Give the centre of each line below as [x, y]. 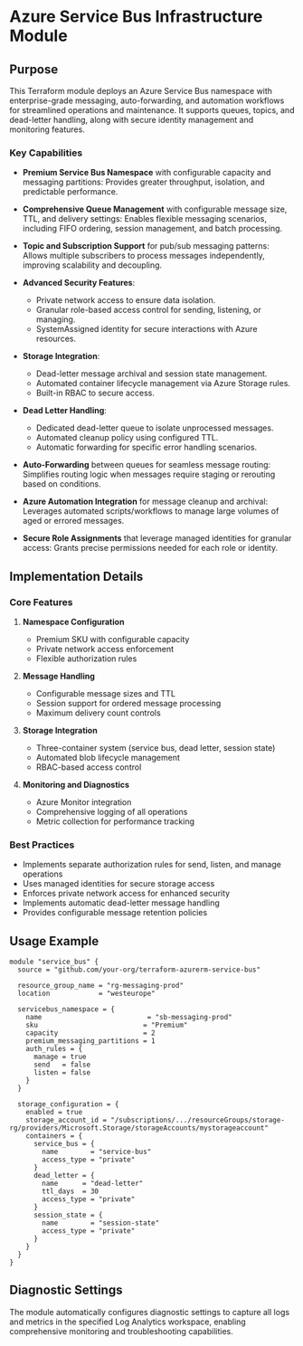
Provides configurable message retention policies [115, 913]
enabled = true [54, 1113]
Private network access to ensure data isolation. [126, 300]
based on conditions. [62, 484]
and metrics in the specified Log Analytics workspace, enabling [128, 1322]
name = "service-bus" [97, 1152]
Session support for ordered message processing [128, 703]
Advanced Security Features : [79, 283]
